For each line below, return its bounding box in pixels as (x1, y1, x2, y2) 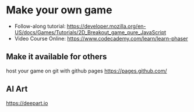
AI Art (6, 84, 28, 94)
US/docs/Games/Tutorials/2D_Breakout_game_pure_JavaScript (14, 28, 167, 35)
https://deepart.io (6, 99, 48, 106)
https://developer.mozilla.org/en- (66, 23, 146, 30)
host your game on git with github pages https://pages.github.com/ (6, 67, 167, 74)
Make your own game (6, 3, 112, 17)
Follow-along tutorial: (14, 23, 66, 30)
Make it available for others (6, 52, 107, 62)
